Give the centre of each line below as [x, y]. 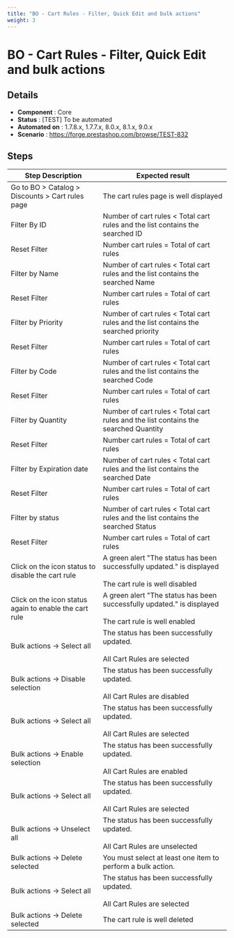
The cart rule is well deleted [148, 920]
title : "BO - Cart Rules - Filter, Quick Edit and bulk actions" [104, 14]
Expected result [163, 176]
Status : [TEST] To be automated [65, 119]
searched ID [123, 234]
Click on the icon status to [53, 567]
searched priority [131, 331]
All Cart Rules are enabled [145, 771]
